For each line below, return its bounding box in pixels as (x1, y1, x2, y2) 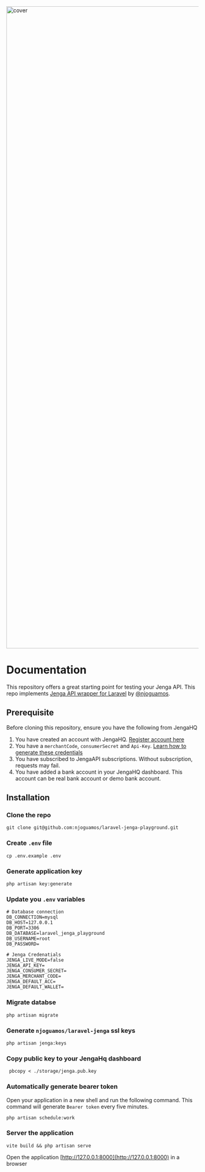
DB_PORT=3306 (6, 925, 40, 931)
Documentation (6, 663, 87, 677)
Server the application (6, 1129, 74, 1137)
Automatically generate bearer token (6, 1083, 118, 1091)
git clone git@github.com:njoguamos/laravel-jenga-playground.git (6, 825, 179, 831)
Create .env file (6, 839, 52, 847)
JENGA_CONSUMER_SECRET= (6, 968, 67, 974)
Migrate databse (6, 998, 56, 1007)
